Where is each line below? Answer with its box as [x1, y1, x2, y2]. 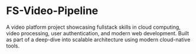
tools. [6, 42, 20, 49]
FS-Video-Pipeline [6, 4, 99, 18]
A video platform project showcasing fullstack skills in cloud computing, [6, 23, 181, 31]
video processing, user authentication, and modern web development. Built [6, 29, 189, 36]
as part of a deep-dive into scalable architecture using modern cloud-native [6, 36, 191, 43]
